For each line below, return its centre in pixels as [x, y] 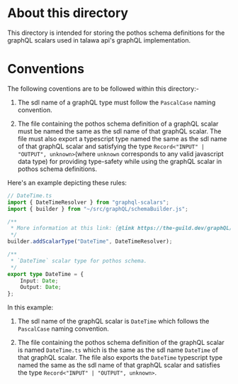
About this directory [68, 13]
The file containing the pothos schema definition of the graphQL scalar [121, 343]
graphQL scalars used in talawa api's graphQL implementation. [99, 40]
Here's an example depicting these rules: [67, 182]
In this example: [30, 307]
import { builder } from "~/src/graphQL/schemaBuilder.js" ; [98, 209]
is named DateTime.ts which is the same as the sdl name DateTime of [118, 350]
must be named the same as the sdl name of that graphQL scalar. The [119, 131]
